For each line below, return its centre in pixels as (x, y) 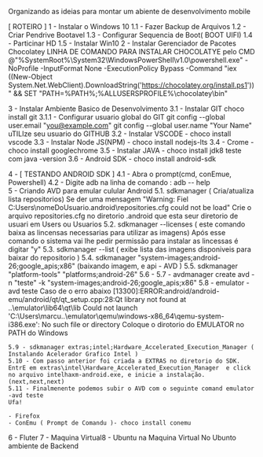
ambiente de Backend (44, 446)
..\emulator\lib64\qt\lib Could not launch (73, 308)
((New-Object (30, 77)
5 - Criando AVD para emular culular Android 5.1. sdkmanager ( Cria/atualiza (131, 191)
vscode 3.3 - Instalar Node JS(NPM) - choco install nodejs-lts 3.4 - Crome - (131, 142)
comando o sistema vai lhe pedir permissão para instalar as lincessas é (123, 241)
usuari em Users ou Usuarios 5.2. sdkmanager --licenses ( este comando (127, 224)
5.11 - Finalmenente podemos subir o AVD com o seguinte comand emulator (131, 389)
